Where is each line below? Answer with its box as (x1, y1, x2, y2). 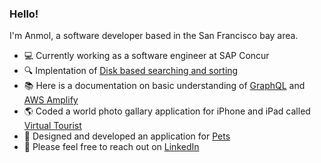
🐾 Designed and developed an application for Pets (23, 130, 231, 142)
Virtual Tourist (23, 120, 82, 132)
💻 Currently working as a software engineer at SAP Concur (23, 50, 270, 62)
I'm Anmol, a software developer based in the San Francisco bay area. (9, 30, 299, 42)
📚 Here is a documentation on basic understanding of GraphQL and (23, 80, 306, 92)
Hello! (9, 7, 39, 21)
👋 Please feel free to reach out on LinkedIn (23, 141, 200, 153)
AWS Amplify (23, 94, 79, 106)
